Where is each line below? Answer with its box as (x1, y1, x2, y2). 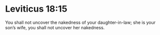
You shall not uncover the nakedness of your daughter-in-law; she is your (5, 19, 156, 25)
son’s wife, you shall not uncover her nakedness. (5, 24, 105, 30)
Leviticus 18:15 (5, 3, 68, 15)
